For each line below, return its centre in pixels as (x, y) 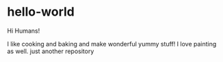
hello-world (41, 12)
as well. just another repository (51, 51)
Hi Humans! (24, 31)
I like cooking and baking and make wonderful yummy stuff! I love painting (112, 44)
